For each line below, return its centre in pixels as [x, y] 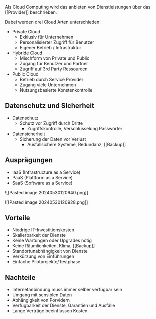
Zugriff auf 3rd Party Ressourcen [54, 69]
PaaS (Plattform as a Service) [43, 177]
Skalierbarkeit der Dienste [39, 235]
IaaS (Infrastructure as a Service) [46, 172]
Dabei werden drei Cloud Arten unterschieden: [53, 22]
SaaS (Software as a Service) [42, 183]
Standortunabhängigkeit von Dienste [50, 251]
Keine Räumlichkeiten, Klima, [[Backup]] [54, 246]
